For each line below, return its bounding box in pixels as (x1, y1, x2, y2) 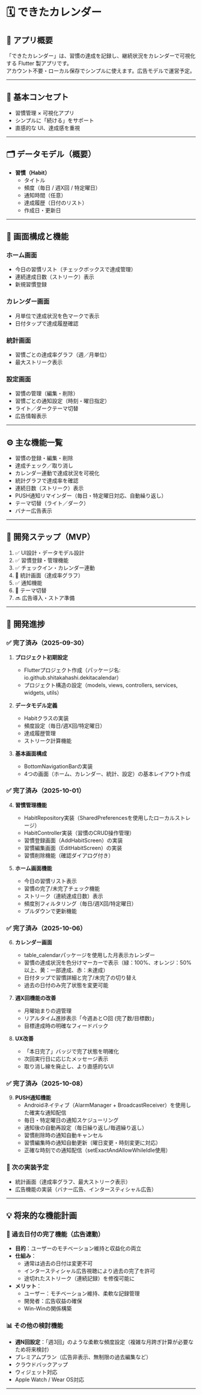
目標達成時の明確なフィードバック (23, 1022, 109, 1029)
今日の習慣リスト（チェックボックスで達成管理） (14, 266, 136, 273)
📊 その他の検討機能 (6, 1322, 64, 1330)
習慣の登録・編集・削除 (14, 455, 73, 462)
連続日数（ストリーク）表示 (14, 485, 84, 492)
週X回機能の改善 (14, 994, 57, 1002)
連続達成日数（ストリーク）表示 (14, 273, 94, 280)
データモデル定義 (14, 701, 58, 709)
